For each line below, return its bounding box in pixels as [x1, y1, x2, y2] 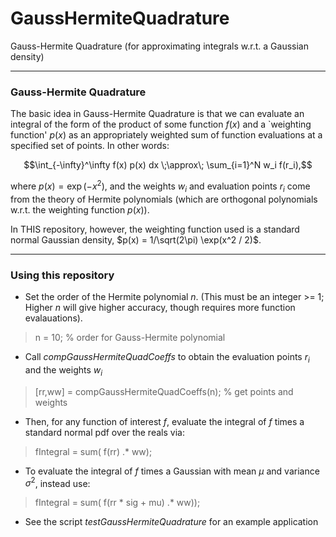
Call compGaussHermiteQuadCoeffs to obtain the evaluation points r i [24, 350, 310, 365]
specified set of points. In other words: [10, 140, 170, 152]
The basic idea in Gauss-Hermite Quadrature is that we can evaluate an [10, 108, 305, 120]
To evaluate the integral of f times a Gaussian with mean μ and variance [24, 465, 320, 477]
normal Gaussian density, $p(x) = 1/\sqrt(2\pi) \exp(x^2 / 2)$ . [10, 233, 262, 246]
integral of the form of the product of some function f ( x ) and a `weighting [10, 118, 312, 131]
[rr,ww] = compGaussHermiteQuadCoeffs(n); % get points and [34, 385, 294, 397]
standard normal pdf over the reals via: [24, 426, 185, 438]
